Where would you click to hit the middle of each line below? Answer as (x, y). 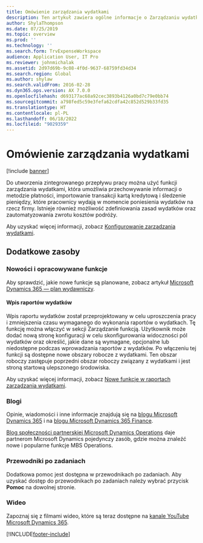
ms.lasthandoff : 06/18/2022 (42, 119)
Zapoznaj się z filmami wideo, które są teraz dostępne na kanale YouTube (98, 516)
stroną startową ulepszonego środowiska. (58, 367)
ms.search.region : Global (39, 74)
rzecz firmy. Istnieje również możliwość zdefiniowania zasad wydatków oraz (101, 209)
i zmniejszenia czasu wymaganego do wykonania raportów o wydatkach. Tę (101, 322)
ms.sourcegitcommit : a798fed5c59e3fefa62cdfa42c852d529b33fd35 (88, 102)
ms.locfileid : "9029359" (37, 125)
